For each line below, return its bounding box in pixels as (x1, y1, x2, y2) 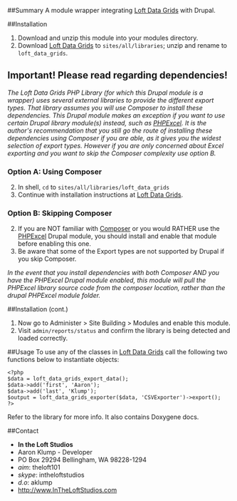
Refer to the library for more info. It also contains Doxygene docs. (7, 413, 199, 421)
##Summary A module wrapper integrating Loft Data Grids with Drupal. (7, 6, 216, 14)
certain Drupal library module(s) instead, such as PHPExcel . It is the (7, 118, 207, 127)
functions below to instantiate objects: (7, 356, 120, 364)
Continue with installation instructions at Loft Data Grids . (17, 190, 184, 199)
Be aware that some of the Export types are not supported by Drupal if (17, 247, 225, 256)
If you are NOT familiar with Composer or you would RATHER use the (17, 224, 220, 233)
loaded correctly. (17, 334, 68, 343)
